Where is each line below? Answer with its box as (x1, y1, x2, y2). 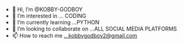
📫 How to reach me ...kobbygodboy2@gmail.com (12, 32, 137, 39)
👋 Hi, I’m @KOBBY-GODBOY (12, 6, 83, 13)
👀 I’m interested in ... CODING (12, 12, 86, 19)
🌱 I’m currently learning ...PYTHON (12, 19, 100, 26)
